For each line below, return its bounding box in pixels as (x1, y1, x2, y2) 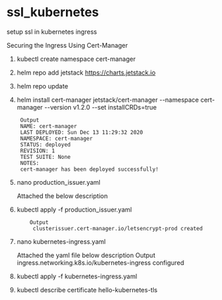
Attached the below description (16, 191, 108, 200)
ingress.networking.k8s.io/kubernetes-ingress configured (16, 258, 185, 267)
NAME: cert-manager (20, 122, 77, 130)
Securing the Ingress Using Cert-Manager (6, 41, 128, 49)
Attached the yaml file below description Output (16, 251, 156, 259)
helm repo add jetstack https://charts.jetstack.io (16, 68, 156, 77)
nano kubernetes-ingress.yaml (16, 237, 106, 246)
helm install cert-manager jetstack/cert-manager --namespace (16, 96, 200, 104)
